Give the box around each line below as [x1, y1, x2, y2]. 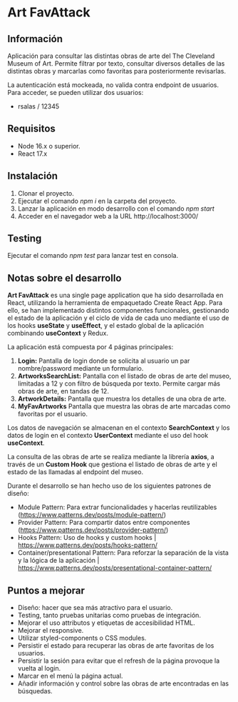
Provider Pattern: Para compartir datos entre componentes [17, 518, 190, 527]
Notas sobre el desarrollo [7, 272, 122, 284]
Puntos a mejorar [7, 584, 86, 596]
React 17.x [17, 149, 48, 158]
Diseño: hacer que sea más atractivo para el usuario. [17, 603, 173, 612]
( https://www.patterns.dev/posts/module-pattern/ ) [17, 511, 166, 519]
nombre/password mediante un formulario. [17, 364, 144, 373]
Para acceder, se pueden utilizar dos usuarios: [7, 89, 144, 96]
